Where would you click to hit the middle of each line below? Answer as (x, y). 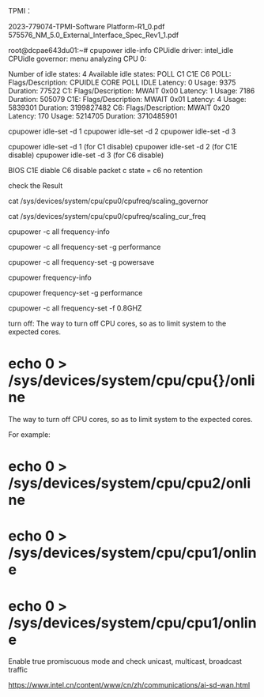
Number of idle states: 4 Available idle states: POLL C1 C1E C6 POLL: (120, 74)
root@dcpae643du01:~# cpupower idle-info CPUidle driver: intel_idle (121, 50)
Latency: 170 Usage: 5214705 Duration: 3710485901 (93, 116)
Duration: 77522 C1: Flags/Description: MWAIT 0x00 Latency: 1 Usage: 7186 (132, 91)
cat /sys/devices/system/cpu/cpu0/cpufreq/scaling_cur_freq (107, 216)
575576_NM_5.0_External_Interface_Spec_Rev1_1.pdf (94, 35)
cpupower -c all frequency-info (59, 232)
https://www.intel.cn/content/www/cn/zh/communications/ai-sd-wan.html (129, 685)
